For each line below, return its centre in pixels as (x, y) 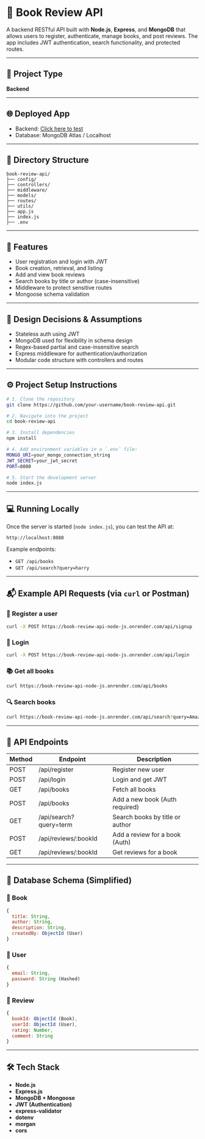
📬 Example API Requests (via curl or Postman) (98, 593)
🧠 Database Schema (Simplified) (69, 881)
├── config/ (21, 180)
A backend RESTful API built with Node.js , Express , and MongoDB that (96, 29)
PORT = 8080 (19, 466)
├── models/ (21, 195)
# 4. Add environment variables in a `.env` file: (72, 450)
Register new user (138, 770)
